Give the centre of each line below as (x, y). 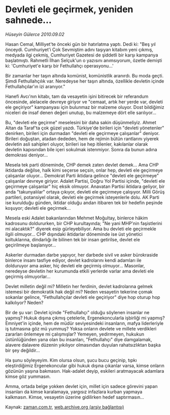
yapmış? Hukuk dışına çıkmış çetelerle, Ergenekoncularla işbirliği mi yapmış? (85, 318)
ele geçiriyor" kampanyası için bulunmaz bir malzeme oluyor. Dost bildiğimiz (85, 107)
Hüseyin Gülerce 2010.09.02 (35, 34)
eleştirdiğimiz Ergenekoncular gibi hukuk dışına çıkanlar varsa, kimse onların (85, 366)
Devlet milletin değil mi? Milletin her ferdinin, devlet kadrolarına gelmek (79, 286)
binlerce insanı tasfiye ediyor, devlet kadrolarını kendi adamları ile (73, 260)
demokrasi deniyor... (27, 155)
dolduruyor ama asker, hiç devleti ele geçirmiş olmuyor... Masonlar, (75, 265)
